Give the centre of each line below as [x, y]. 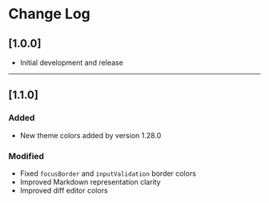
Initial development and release [72, 62]
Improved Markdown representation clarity [90, 181]
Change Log [49, 14]
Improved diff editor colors [64, 190]
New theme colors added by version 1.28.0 [90, 135]
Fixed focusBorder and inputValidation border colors [108, 173]
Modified [26, 156]
